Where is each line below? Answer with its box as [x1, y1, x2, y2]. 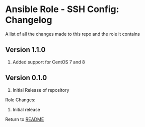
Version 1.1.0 [5, 45, 46, 54]
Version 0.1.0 [5, 74, 47, 82]
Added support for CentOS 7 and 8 [12, 59, 85, 65]
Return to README [5, 116, 44, 122]
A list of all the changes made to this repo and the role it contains [5, 31, 140, 37]
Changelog [5, 14, 52, 26]
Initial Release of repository [12, 87, 69, 93]
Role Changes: [5, 97, 36, 103]
